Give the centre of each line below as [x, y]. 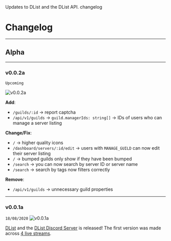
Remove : [15, 180]
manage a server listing [37, 123]
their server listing [32, 154]
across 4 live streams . [28, 233]
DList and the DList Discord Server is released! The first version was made [83, 228]
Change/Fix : [19, 133]
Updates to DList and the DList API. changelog [54, 7]
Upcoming [15, 83]
